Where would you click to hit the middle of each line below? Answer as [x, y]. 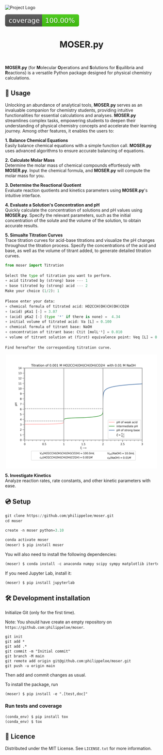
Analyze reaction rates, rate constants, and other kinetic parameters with [78, 481]
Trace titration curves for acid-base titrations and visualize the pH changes [80, 240]
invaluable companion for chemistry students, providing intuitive [69, 110]
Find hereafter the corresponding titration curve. [58, 348]
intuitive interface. [23, 195]
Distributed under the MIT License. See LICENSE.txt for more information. [78, 748]
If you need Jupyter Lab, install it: [38, 573]
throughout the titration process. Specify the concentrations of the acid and [81, 245]
